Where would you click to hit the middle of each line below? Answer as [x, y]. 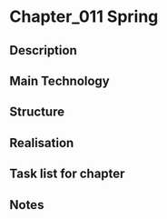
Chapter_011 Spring [84, 17]
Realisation [42, 143]
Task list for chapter [67, 174]
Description [43, 50]
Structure [37, 112]
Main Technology [60, 80]
